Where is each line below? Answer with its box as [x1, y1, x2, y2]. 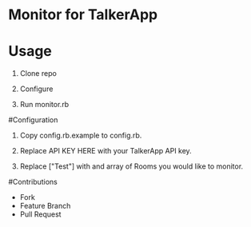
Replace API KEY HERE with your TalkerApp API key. [19, 146, 192, 156]
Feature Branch [19, 201, 71, 211]
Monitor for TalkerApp [8, 6, 158, 24]
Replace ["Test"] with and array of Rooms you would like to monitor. [19, 161, 244, 171]
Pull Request [19, 209, 62, 219]
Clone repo [19, 69, 58, 78]
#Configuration [8, 115, 58, 125]
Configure [19, 84, 54, 94]
